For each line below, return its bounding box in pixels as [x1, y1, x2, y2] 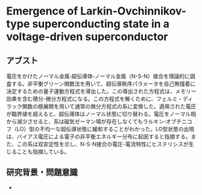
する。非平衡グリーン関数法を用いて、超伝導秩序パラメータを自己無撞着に [11, 80, 196, 87]
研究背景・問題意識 [6, 167, 78, 177]
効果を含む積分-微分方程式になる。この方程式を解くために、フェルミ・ [6, 95, 183, 102]
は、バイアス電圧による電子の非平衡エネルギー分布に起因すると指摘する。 [6, 133, 191, 140]
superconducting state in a [32, 17, 170, 31]
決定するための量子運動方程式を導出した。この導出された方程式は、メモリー [6, 88, 197, 95]
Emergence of [6, 4, 78, 18]
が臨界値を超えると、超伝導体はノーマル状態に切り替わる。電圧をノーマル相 [6, 110, 197, 117]
